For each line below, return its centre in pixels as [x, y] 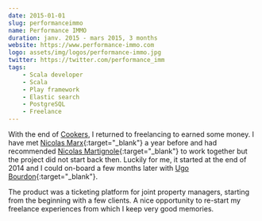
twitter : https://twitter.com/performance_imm [87, 60]
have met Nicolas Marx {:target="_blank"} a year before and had [113, 143]
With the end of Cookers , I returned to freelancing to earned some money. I [131, 134]
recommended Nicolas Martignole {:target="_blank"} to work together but [128, 151]
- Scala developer [53, 75]
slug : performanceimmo [46, 23]
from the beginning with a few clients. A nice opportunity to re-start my [124, 200]
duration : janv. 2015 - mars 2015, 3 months [83, 38]
